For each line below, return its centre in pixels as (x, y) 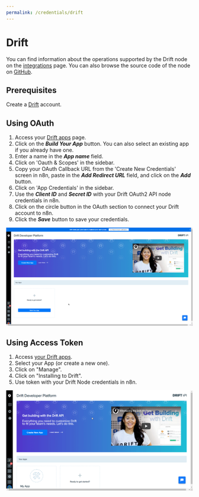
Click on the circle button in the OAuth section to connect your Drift (97, 207)
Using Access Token (45, 343)
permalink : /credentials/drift (45, 12)
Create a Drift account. (34, 104)
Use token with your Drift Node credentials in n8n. (76, 382)
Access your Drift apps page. (50, 138)
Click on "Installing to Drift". (48, 376)
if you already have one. (44, 150)
